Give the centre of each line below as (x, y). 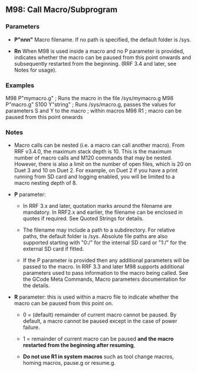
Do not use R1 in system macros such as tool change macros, (98, 357)
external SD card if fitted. (53, 249)
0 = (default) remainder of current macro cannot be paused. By (100, 315)
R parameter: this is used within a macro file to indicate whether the (96, 297)
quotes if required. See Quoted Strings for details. (83, 219)
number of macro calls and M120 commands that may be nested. (93, 158)
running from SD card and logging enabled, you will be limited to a (94, 177)
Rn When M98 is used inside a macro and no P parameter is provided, (99, 51)
